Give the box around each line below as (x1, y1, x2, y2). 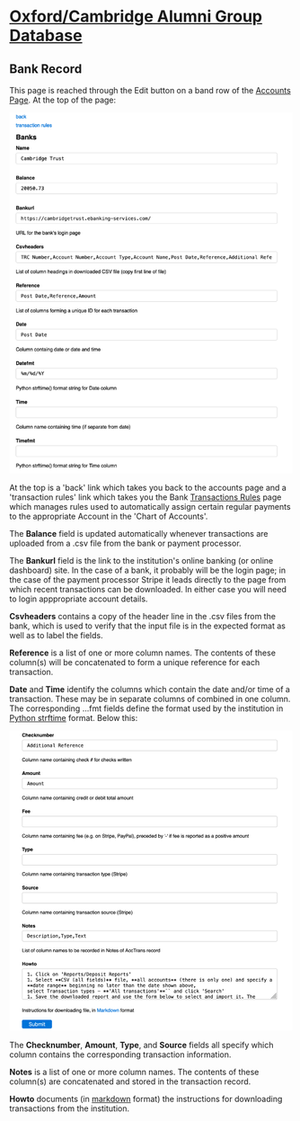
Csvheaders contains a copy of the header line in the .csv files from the (9, 610, 277, 621)
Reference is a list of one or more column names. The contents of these (9, 647, 277, 658)
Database (9, 25, 83, 46)
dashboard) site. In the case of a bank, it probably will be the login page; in (9, 565, 286, 575)
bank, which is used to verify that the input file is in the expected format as (9, 620, 286, 631)
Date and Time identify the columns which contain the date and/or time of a (9, 683, 290, 694)
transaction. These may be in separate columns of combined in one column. (9, 693, 291, 704)
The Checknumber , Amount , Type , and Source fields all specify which (9, 1039, 274, 1050)
